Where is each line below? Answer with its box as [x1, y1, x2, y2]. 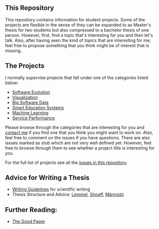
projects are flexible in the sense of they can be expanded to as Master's [5, 22, 151, 28]
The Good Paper [12, 218, 45, 225]
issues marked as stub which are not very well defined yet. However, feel [5, 140, 152, 146]
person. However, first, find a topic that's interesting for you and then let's [5, 32, 153, 38]
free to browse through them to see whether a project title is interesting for [5, 145, 155, 151]
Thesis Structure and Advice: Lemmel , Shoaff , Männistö [12, 192, 124, 197]
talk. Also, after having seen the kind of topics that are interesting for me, [5, 37, 151, 43]
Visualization [12, 94, 38, 100]
